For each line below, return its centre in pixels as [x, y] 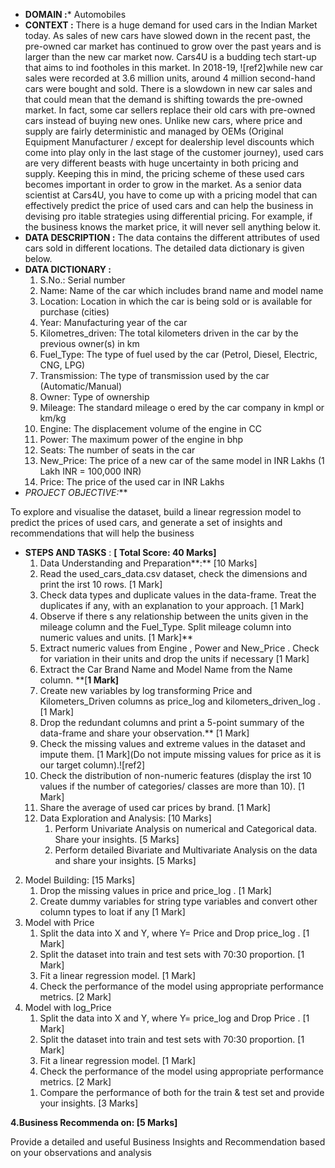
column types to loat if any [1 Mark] [112, 912]
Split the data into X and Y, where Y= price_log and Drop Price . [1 [174, 1018]
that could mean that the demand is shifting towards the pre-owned [163, 99]
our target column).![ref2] [92, 765]
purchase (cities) [74, 312]
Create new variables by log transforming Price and [146, 690]
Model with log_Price [68, 1007]
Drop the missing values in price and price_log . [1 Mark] [155, 890]
